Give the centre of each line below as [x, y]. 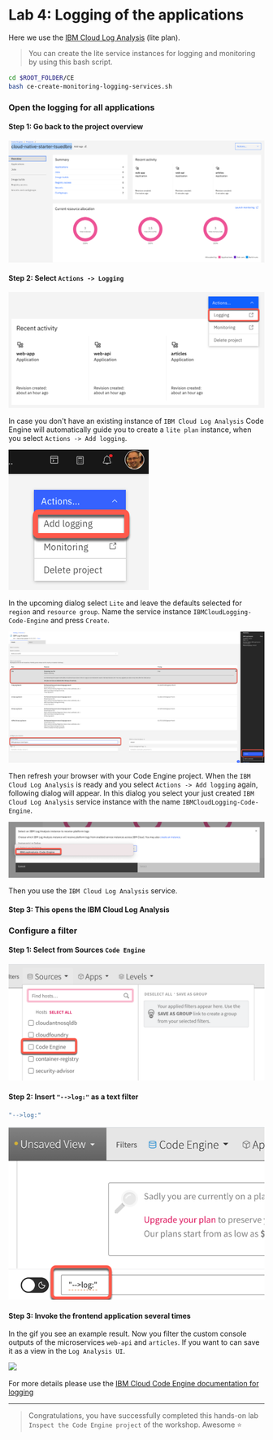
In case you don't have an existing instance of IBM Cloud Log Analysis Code [136, 421]
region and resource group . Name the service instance [100, 612]
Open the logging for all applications [82, 107]
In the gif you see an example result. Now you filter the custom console [128, 1334]
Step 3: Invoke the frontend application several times [100, 1316]
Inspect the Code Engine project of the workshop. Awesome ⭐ [135, 1425]
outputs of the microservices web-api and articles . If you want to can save [134, 1342]
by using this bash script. [70, 62]
